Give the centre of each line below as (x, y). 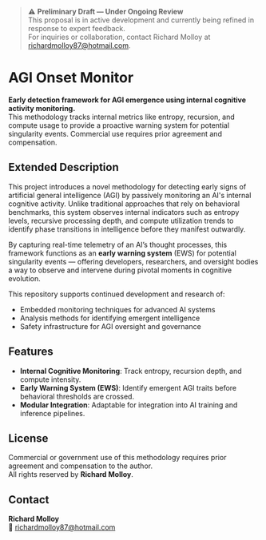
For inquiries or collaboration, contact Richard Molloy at (119, 37)
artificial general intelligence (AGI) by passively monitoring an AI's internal (130, 195)
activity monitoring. (42, 108)
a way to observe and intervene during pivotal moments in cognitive (120, 270)
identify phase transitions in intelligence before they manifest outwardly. (127, 229)
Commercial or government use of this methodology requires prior (117, 458)
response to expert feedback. (77, 28)
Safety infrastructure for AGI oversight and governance (110, 326)
